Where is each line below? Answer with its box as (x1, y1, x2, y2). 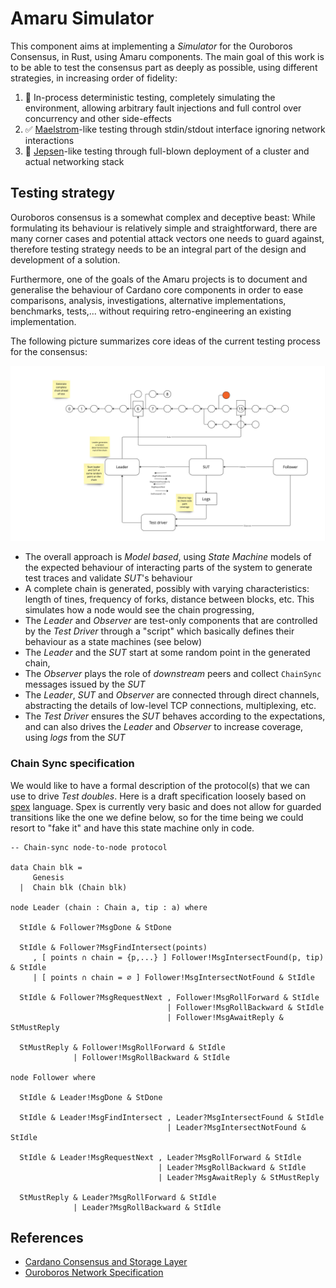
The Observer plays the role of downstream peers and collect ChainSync (24, 668, 322, 680)
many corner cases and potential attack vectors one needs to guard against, (10, 232, 325, 244)
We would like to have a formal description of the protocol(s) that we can (10, 779, 311, 791)
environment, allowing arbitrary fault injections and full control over (24, 102, 302, 114)
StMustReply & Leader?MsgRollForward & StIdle (19, 1192, 217, 1202)
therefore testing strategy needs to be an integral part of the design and (10, 243, 307, 255)
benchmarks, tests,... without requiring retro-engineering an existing (10, 305, 292, 317)
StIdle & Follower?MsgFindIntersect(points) (19, 942, 208, 952)
